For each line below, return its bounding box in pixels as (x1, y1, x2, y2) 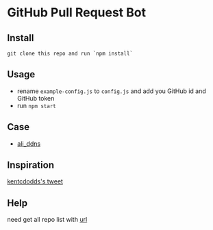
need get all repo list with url (7, 216, 88, 224)
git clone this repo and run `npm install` (7, 50, 134, 57)
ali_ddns (16, 139, 41, 148)
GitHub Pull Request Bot (7, 5, 146, 21)
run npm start (16, 101, 56, 110)
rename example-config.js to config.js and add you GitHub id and (16, 87, 207, 95)
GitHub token (16, 94, 55, 102)
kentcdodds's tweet (7, 177, 64, 186)
